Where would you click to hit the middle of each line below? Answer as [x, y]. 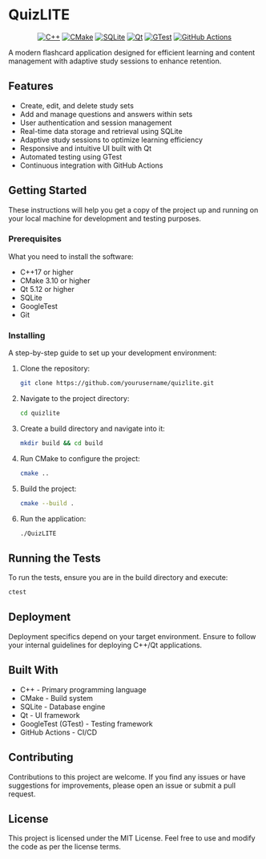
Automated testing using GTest [71, 156]
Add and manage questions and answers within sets [106, 114]
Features [31, 86]
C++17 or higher [46, 272]
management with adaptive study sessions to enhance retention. [115, 61]
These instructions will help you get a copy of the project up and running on [133, 209]
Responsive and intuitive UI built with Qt [86, 148]
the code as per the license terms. [65, 847]
